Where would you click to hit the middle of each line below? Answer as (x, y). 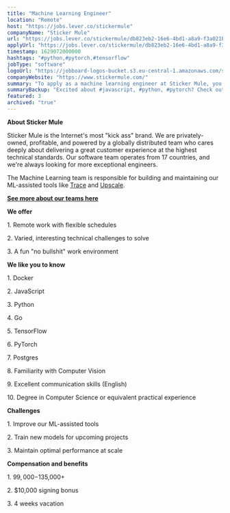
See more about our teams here (53, 198)
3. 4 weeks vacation (36, 503)
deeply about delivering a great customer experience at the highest (102, 150)
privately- (190, 135)
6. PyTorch (22, 344)
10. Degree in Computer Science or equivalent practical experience (102, 397)
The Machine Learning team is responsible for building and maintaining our (113, 177)
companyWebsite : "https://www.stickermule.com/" (78, 77)
